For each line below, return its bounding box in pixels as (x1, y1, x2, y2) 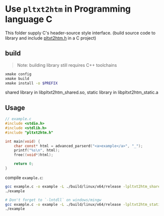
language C (5, 14, 53, 25)
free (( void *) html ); (14, 153, 54, 157)
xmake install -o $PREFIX (5, 80, 58, 86)
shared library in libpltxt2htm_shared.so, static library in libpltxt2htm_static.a (5, 89, 159, 96)
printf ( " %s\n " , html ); (14, 148, 60, 153)
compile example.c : (5, 175, 43, 180)
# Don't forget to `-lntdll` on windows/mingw (5, 197, 102, 202)
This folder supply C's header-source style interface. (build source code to (5, 30, 156, 36)
